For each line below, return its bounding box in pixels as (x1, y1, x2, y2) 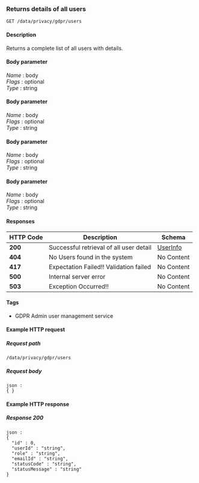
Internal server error (49, 272, 106, 281)
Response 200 (6, 414, 44, 422)
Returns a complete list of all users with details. (6, 44, 123, 52)
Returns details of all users (6, 5, 86, 13)
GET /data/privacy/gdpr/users (6, 19, 82, 25)
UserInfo (157, 243, 182, 251)
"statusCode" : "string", (11, 461, 77, 467)
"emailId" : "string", (11, 455, 69, 461)
